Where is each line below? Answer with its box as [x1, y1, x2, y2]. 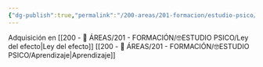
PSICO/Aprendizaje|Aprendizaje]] [8, 50, 116, 59]
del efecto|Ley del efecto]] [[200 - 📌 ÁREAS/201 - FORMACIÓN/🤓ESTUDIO [8, 41, 250, 51]
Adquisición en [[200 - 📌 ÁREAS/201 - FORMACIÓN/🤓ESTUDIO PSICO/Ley [8, 33, 249, 42]
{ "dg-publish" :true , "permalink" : [8, 11, 117, 19]
